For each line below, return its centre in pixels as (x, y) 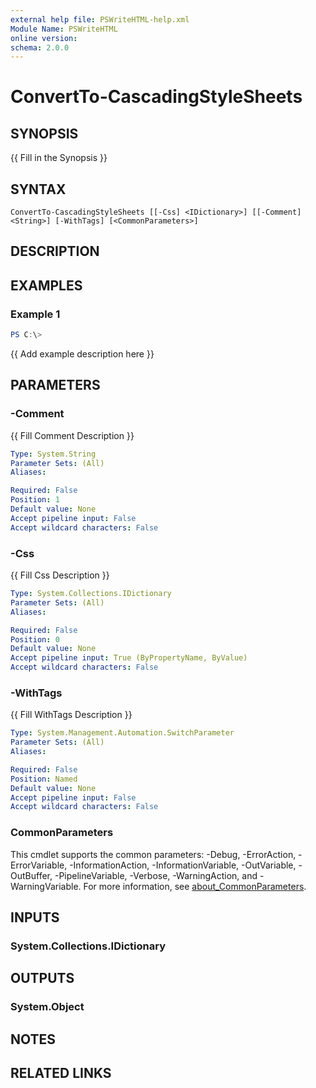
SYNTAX (38, 189)
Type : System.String (53, 454)
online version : (44, 38)
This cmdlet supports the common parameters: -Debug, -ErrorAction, (153, 854)
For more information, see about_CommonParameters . (195, 886)
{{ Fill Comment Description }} (72, 435)
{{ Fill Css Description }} (60, 575)
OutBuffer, (31, 875)
